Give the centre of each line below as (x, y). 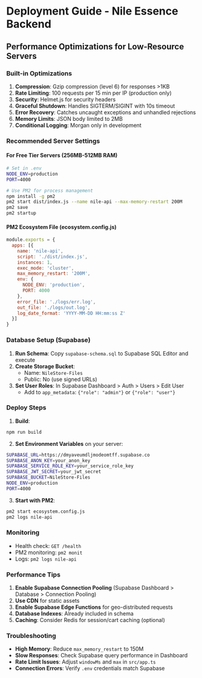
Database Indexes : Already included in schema (74, 614)
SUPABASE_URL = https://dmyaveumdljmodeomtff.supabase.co (78, 455)
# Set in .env (24, 168)
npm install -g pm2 (31, 196)
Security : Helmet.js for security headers (65, 99)
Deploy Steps (26, 408)
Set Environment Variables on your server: (69, 443)
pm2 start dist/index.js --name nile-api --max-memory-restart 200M (94, 202)
